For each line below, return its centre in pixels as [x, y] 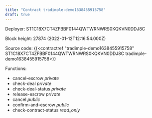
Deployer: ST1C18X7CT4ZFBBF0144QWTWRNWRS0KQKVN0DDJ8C [75, 28]
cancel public [26, 99]
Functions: [16, 68]
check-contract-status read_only [46, 110]
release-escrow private [36, 94]
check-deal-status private [39, 88]
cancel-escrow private [36, 78]
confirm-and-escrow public [41, 104]
